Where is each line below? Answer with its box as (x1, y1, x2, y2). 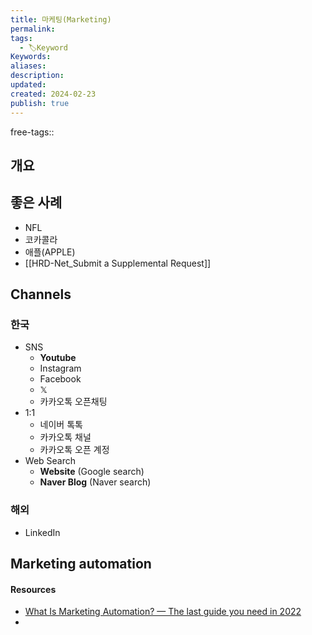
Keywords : (10, 52, 52, 62)
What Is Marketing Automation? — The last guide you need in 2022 (24, 606, 302, 618)
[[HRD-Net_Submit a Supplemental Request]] (24, 257, 212, 269)
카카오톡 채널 (39, 431, 92, 443)
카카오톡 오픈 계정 (39, 444, 110, 456)
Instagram (39, 362, 82, 375)
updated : (10, 80, 47, 90)
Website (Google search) (39, 466, 145, 478)
